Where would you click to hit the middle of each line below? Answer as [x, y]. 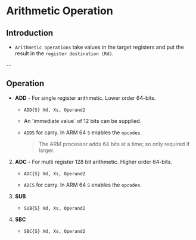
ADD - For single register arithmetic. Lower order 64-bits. [85, 98]
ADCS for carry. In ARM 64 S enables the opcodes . [83, 185]
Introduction [30, 33]
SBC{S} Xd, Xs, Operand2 [55, 231]
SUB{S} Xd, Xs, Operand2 [55, 208]
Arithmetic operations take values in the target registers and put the [99, 47]
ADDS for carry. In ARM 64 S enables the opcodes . [83, 132]
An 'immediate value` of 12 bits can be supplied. [83, 121]
